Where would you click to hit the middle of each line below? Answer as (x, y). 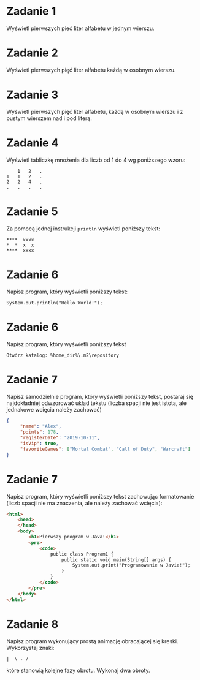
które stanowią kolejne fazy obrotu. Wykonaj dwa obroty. (78, 670)
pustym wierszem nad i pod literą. (49, 118)
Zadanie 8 (33, 624)
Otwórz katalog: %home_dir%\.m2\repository (63, 355)
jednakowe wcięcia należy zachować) (54, 409)
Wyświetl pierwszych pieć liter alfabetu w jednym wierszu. (80, 28)
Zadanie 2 (32, 53)
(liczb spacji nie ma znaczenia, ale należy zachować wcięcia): (84, 503)
